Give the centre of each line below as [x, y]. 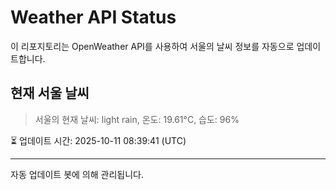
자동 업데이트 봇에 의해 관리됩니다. [77, 174]
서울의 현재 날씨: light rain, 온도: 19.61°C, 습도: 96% [137, 119]
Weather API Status [93, 17]
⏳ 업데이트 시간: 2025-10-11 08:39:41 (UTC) [98, 140]
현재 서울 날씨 [50, 93]
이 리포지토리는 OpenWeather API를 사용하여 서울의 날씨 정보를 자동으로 [152, 46]
